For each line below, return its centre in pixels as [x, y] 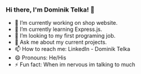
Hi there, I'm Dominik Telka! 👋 [50, 10]
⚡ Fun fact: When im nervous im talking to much [75, 65]
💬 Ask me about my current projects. [61, 42]
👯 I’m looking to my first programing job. [65, 36]
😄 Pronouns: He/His [40, 58]
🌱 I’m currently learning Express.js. [58, 29]
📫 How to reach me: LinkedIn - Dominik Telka [72, 49]
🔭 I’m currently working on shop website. [66, 23]
